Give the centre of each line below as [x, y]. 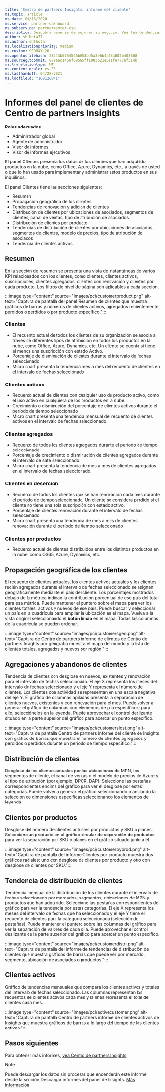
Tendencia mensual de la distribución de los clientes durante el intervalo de [82, 893]
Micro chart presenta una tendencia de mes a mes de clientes [75, 520]
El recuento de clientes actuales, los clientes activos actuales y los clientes [81, 582]
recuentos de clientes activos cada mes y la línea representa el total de [77, 997]
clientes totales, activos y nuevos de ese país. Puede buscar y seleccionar [80, 608]
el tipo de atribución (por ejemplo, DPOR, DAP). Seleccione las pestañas [78, 781]
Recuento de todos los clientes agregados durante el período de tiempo [85, 445]
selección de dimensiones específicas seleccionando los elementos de [77, 797]
